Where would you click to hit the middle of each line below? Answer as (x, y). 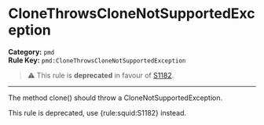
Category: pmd (31, 52)
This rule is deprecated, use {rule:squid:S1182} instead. (97, 112)
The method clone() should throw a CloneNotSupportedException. (115, 98)
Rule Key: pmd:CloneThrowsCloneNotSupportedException (97, 60)
